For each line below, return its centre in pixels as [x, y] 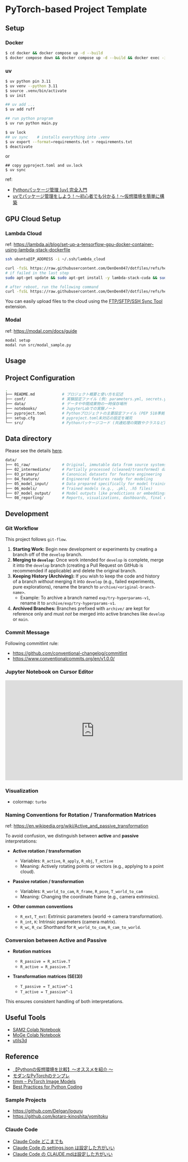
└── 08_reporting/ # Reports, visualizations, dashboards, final [84, 498]
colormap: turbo [29, 801]
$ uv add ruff [20, 109]
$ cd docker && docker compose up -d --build [54, 53]
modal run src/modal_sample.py [38, 345]
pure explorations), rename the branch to [55, 587]
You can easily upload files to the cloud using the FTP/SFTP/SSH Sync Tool [84, 301]
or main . [21, 619]
